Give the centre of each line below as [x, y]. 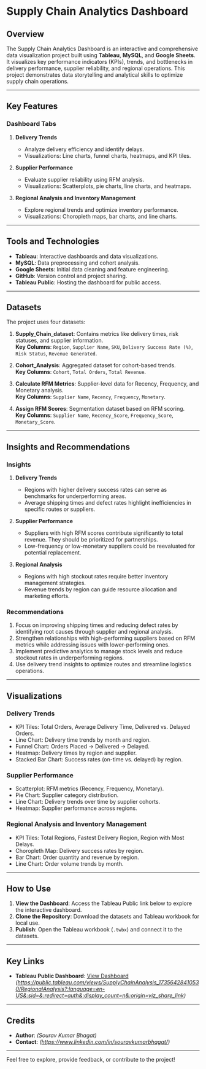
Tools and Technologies [53, 242]
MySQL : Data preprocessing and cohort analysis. [77, 263]
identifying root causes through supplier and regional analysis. [94, 632]
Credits [21, 1020]
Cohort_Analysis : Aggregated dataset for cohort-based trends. [95, 365]
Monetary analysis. [39, 391]
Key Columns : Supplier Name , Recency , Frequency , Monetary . [90, 397]
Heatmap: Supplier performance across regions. [76, 808]
